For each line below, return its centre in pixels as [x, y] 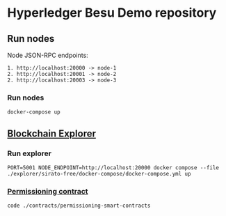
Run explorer [30, 153]
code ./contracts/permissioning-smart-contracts [79, 206]
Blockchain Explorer [51, 133]
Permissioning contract [48, 191]
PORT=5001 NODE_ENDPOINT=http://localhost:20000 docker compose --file [113, 168]
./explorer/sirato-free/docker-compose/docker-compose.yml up [99, 173]
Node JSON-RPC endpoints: [48, 55]
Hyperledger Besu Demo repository [112, 13]
